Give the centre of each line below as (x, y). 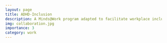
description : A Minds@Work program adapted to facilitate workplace (78, 19)
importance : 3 (20, 28)
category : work (21, 33)
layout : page (19, 10)
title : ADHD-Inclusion (29, 14)
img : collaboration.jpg (30, 23)
